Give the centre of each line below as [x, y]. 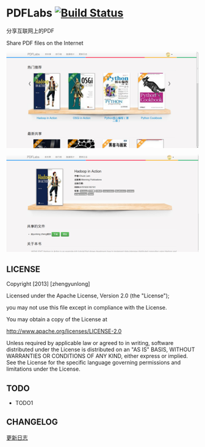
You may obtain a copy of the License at [57, 319]
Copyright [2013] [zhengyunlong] [48, 284]
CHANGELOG [32, 422]
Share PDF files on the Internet [45, 43]
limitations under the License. [43, 369]
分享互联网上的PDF [31, 31]
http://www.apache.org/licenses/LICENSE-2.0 [64, 331]
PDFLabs [30, 13]
